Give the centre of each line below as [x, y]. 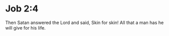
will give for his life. [25, 27]
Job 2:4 [22, 9]
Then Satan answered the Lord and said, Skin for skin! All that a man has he [84, 22]
